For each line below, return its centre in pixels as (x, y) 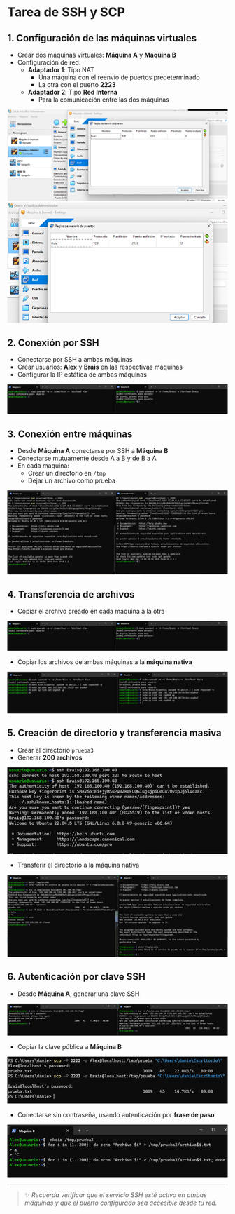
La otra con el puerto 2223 (77, 85)
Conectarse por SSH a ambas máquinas (75, 359)
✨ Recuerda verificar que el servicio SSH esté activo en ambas (116, 1195)
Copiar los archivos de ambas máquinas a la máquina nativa (105, 662)
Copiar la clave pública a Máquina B (70, 1047)
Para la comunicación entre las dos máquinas (104, 100)
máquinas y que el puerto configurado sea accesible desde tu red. (121, 1203)
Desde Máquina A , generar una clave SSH (78, 994)
